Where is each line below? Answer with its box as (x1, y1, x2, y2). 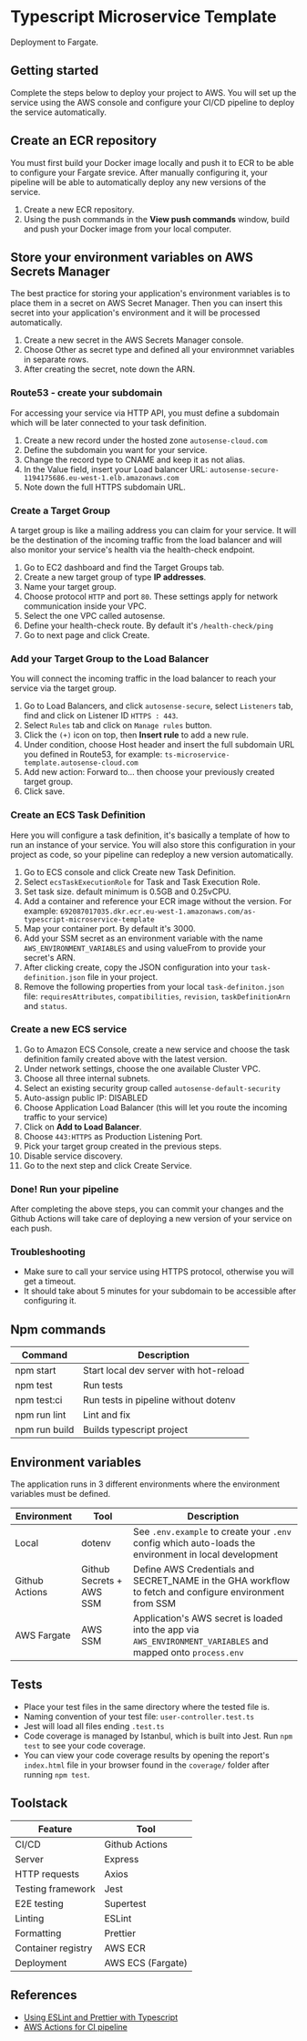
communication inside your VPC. (23, 600, 147, 612)
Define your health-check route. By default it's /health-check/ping (23, 620, 274, 631)
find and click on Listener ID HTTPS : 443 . (23, 710, 179, 721)
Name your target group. (23, 581, 117, 592)
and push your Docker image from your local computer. (23, 223, 231, 234)
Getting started (10, 63, 99, 78)
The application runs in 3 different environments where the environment (10, 1479, 281, 1490)
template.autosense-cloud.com (23, 758, 139, 768)
